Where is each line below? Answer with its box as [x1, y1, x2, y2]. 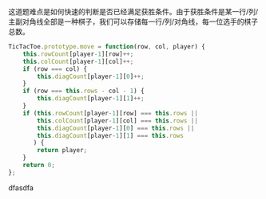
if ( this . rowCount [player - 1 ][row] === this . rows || [22, 109, 198, 117]
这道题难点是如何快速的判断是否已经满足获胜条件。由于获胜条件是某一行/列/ [8, 7, 259, 16]
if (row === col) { [22, 64, 88, 73]
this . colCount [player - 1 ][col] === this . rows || [37, 116, 198, 125]
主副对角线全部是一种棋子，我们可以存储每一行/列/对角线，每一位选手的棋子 [8, 17, 259, 26]
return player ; [37, 146, 88, 154]
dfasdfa [8, 182, 34, 193]
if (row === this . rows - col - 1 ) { [22, 87, 145, 96]
